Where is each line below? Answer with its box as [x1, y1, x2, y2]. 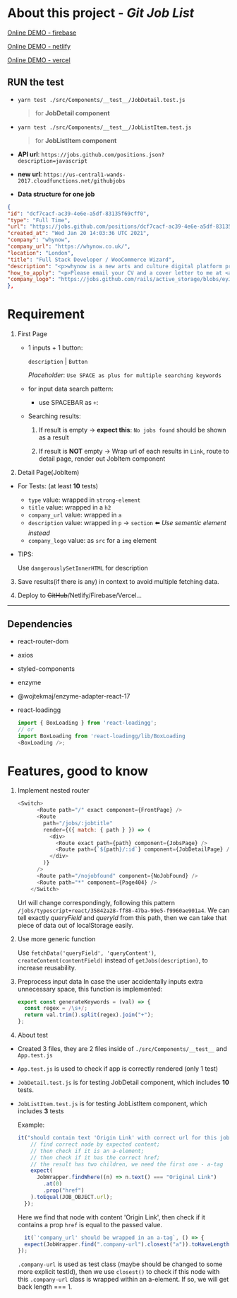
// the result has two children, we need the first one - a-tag [30, 1161, 224, 1168]
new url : [17, 170, 42, 178]
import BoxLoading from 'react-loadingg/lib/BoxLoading [17, 733, 186, 740]
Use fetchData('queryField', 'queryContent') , [17, 948, 157, 957]
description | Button [28, 357, 88, 366]
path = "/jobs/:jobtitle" [43, 820, 113, 827]
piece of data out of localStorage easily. [17, 921, 134, 929]
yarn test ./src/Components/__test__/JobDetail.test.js [17, 96, 186, 103]
